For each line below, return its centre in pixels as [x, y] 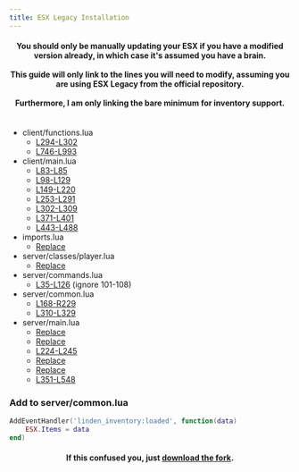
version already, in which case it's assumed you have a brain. [150, 55]
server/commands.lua [62, 274]
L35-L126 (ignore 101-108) [83, 284]
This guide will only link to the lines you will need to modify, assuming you [150, 75]
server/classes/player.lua [68, 256]
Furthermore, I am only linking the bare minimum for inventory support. [150, 103]
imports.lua [43, 237]
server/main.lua [51, 322]
